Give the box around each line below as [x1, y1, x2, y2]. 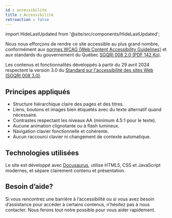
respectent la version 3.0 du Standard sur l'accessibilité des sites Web [5, 67, 154, 73]
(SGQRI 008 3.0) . [5, 73, 42, 79]
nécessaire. [12, 112, 37, 118]
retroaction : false [5, 17, 50, 22]
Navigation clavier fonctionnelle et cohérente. [12, 128, 109, 135]
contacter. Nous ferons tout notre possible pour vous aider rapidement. [5, 207, 156, 213]
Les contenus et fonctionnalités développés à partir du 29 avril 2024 [5, 62, 150, 68]
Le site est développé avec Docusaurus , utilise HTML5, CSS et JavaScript [5, 162, 161, 168]
